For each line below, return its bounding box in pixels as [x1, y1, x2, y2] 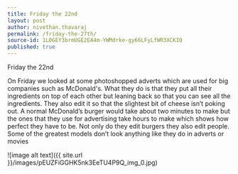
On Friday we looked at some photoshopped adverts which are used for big [7, 77, 229, 85]
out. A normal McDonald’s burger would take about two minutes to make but [7, 107, 231, 115]
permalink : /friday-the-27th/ [7, 30, 97, 38]
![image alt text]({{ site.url [7, 151, 83, 159]
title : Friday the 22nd [7, 10, 78, 18]
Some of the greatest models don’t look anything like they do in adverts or [7, 129, 225, 138]
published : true [7, 43, 55, 50]
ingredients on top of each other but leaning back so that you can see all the [7, 92, 231, 100]
